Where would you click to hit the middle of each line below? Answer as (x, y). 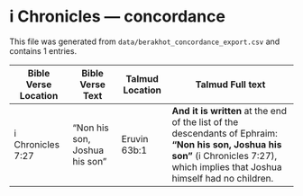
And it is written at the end (229, 111)
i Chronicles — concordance (117, 17)
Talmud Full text (230, 85)
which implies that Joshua (227, 166)
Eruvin (135, 138)
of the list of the (205, 121)
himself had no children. (223, 178)
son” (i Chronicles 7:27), (225, 156)
